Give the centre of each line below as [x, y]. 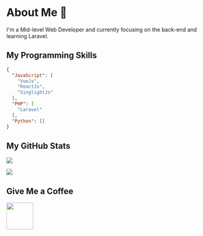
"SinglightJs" [35, 92]
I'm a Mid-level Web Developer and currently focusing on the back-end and [102, 29]
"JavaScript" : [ [33, 75]
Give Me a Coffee [40, 191]
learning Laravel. [28, 36]
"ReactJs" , [31, 87]
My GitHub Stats [38, 146]
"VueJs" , [29, 81]
